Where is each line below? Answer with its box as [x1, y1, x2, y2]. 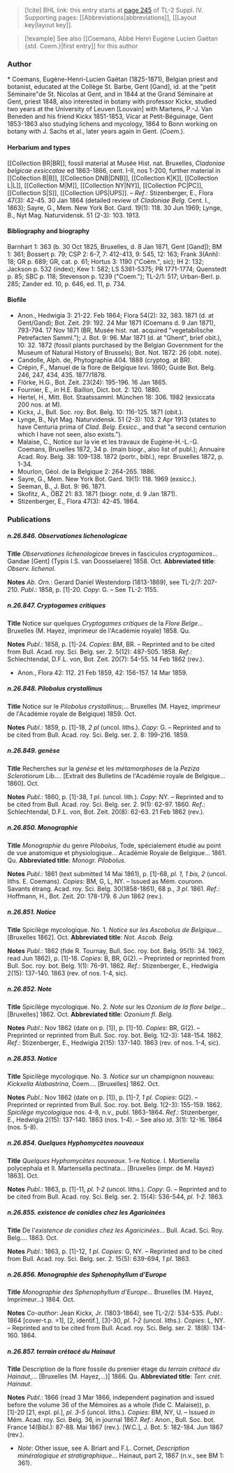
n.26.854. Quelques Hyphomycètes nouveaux [7, 1139, 145, 1147]
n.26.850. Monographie [7, 824, 78, 832]
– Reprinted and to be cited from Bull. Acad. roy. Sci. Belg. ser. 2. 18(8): [7, 1324, 212, 1332]
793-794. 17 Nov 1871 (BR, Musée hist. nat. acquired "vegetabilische [17, 325, 214, 334]
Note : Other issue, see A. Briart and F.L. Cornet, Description [17, 1444, 190, 1453]
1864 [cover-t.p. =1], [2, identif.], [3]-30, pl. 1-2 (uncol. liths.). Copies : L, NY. [7, 1316, 226, 1325]
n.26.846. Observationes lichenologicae [7, 532, 128, 540]
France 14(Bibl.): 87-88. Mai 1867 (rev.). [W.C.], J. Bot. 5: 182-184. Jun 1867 [7, 1423, 224, 1432]
